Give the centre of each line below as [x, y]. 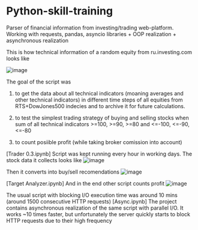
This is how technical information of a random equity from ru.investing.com [99, 52]
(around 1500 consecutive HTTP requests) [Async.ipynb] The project [91, 201]
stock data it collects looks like [44, 160]
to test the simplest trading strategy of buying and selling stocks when [102, 118]
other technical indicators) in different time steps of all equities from [99, 100]
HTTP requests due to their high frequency [59, 220]
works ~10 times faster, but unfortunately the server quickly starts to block [98, 214]
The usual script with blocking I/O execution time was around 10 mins [92, 195]
